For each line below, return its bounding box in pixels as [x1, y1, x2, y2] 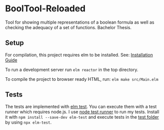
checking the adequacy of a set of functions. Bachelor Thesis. [5, 24, 132, 30]
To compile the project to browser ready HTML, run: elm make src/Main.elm [5, 76, 159, 82]
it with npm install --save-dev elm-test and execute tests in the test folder [5, 114, 159, 120]
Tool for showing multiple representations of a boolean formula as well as [5, 19, 155, 25]
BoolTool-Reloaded [5, 3, 85, 14]
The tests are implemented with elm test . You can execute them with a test [5, 103, 157, 109]
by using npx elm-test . [5, 119, 52, 125]
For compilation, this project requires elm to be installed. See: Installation [5, 52, 153, 58]
